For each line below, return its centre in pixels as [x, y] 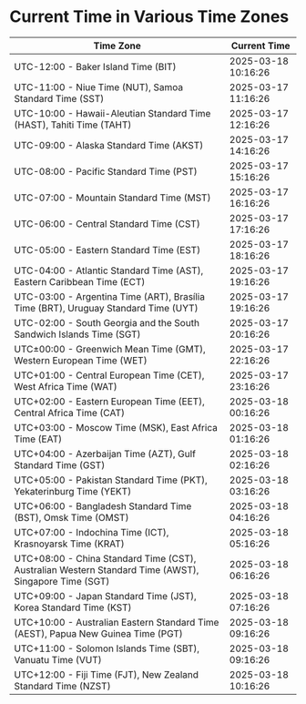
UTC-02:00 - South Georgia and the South [107, 322]
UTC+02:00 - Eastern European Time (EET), [109, 401]
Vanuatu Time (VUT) [58, 659]
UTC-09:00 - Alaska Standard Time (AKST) [109, 145]
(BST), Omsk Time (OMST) [71, 517]
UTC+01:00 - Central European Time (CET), [109, 375]
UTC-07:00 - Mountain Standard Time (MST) [112, 198]
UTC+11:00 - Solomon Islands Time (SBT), [107, 648]
